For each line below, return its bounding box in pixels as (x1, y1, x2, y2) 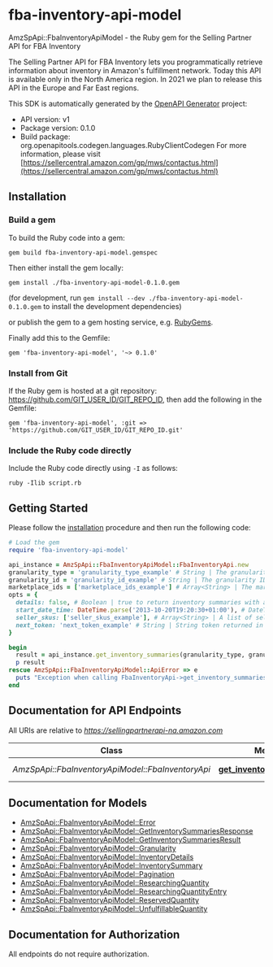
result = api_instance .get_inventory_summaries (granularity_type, (15, 651, 245, 660)
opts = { (8, 591, 38, 599)
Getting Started (8, 501, 89, 515)
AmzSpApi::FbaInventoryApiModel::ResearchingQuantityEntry (19, 886, 227, 896)
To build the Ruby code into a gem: (8, 233, 126, 242)
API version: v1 (19, 114, 71, 124)
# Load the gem (8, 538, 60, 547)
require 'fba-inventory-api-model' (8, 546, 129, 554)
